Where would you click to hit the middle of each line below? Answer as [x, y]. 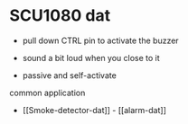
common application [47, 93]
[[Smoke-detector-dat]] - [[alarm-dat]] [94, 110]
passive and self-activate [70, 75]
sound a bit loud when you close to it [91, 58]
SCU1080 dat [60, 16]
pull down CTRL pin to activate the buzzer [100, 40]
